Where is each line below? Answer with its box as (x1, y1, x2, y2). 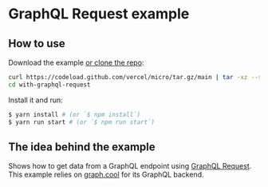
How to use (8, 37, 65, 50)
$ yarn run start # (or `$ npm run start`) (8, 117, 156, 126)
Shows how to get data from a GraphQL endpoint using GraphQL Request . (8, 161, 252, 171)
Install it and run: (8, 95, 64, 105)
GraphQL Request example (8, 5, 190, 23)
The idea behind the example (8, 140, 156, 153)
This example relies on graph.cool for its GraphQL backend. (8, 169, 205, 180)
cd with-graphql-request (8, 81, 91, 89)
